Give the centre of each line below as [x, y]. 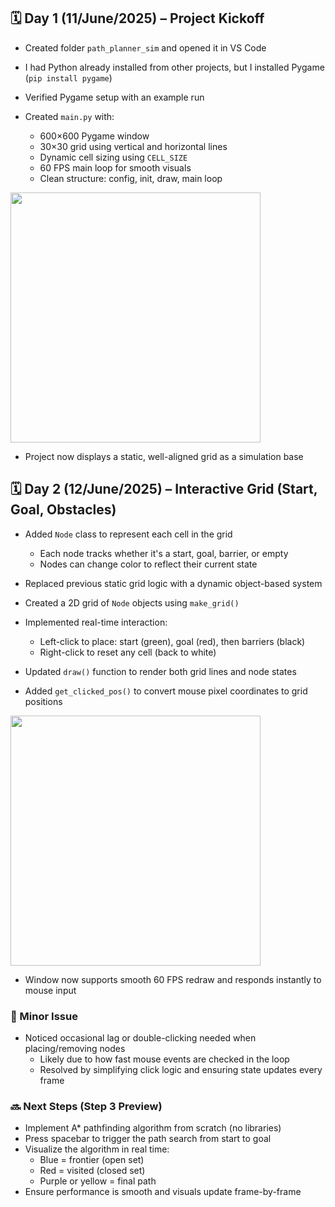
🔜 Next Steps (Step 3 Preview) [86, 1106]
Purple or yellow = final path [98, 1181]
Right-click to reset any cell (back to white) [128, 652]
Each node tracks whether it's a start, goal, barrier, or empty [164, 553]
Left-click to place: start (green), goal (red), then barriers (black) [172, 641]
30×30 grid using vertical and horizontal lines [133, 146]
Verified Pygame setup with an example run [114, 97]
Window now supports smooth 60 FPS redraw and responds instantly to [173, 979]
